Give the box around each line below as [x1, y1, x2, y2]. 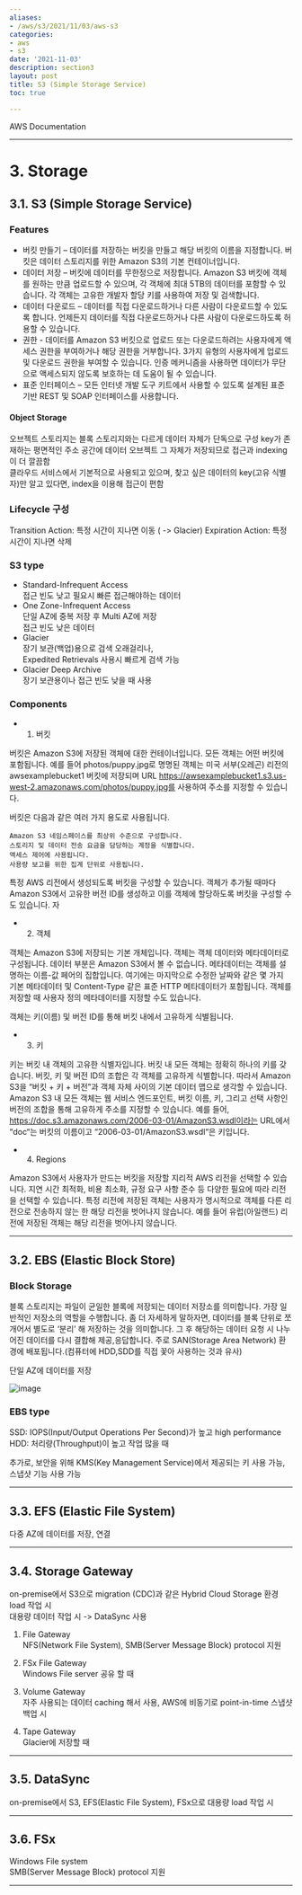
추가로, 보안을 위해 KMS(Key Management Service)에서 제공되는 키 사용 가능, [9, 1457, 286, 1468]
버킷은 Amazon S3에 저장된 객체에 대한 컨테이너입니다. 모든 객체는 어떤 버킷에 [9, 748, 285, 759]
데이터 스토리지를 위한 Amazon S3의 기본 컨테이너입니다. [39, 256, 241, 267]
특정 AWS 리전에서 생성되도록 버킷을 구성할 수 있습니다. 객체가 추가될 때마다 [9, 877, 277, 888]
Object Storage [9, 412, 67, 422]
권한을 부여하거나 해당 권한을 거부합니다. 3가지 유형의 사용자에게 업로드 [39, 346, 289, 357]
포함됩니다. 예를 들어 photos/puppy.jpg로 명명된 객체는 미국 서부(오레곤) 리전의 [9, 759, 289, 770]
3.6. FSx [9, 1832, 57, 1847]
